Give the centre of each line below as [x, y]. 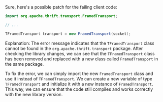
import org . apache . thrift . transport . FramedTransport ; [62, 16]
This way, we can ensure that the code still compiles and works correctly [79, 89]
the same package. [25, 64]
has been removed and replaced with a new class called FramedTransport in [82, 59]
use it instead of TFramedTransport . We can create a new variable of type [79, 78]
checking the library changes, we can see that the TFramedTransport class [80, 53]
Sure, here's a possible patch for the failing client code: [61, 7]
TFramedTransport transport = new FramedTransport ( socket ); [68, 34]
